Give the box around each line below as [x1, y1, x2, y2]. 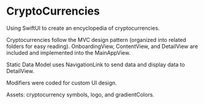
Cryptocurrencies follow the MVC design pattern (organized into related [6, 36, 187, 43]
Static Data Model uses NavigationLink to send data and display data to [6, 61, 185, 68]
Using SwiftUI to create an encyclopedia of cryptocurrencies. [6, 24, 160, 32]
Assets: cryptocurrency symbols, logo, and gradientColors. [6, 91, 155, 98]
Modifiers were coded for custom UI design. [6, 79, 118, 86]
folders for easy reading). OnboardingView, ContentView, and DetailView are [6, 43, 199, 50]
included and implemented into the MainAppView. [6, 49, 131, 56]
